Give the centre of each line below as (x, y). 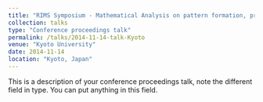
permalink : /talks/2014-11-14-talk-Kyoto (77, 37)
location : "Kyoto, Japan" (50, 60)
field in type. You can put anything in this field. (83, 89)
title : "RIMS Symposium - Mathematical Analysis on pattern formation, (127, 15)
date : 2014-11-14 (36, 52)
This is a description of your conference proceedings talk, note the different (130, 81)
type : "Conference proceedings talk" (70, 30)
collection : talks (38, 23)
